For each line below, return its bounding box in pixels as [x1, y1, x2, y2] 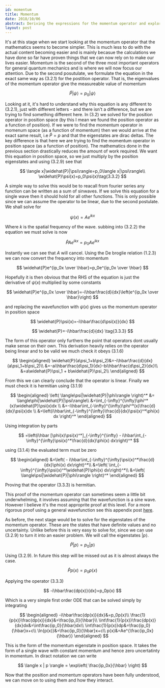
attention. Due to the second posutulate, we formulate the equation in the [5, 70, 153, 76]
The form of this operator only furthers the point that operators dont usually [5, 338, 158, 344]
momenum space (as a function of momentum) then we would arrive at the [5, 127, 157, 133]
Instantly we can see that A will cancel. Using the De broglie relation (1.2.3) [5, 250, 156, 256]
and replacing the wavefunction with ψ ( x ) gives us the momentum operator [5, 304, 157, 310]
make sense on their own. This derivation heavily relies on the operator [5, 343, 149, 349]
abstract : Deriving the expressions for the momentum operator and [5, 21, 146, 26]
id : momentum [5, 7, 32, 12]
